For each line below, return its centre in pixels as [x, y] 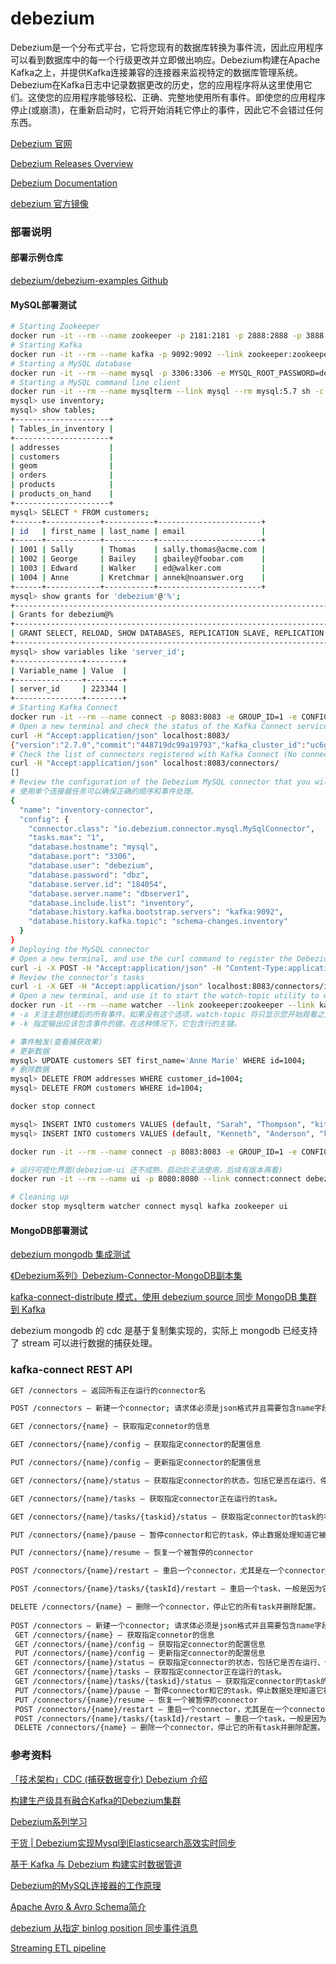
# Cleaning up [40, 1197]
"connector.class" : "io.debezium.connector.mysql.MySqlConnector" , [171, 828]
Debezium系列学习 [49, 1821]
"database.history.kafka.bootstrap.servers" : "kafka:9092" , [156, 912]
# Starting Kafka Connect [64, 708]
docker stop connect [53, 1107]
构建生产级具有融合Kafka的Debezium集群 [96, 1800]
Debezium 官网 [41, 143]
